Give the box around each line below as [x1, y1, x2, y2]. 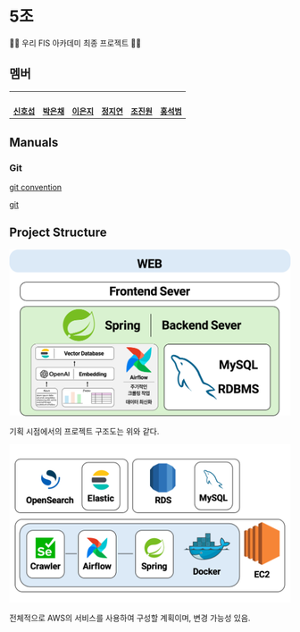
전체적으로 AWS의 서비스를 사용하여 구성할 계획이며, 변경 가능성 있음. [9, 612, 251, 624]
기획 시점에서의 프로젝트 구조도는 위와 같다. [9, 426, 160, 436]
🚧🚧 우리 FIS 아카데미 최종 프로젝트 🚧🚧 [9, 38, 141, 48]
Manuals [9, 134, 59, 150]
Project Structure [9, 225, 107, 240]
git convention [9, 181, 62, 192]
